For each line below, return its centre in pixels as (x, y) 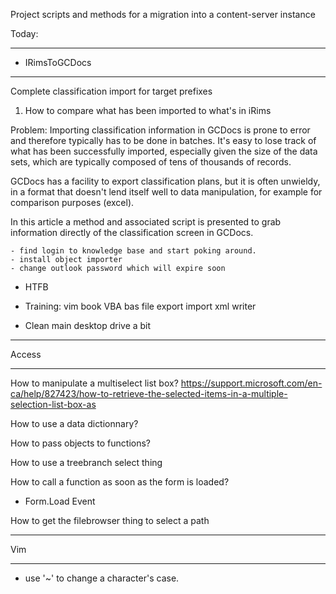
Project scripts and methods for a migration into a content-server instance (163, 14)
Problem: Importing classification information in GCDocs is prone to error (160, 130)
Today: (24, 33)
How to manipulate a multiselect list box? (94, 383)
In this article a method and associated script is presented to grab (146, 222)
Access (26, 354)
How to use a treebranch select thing (86, 462)
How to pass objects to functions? (80, 443)
